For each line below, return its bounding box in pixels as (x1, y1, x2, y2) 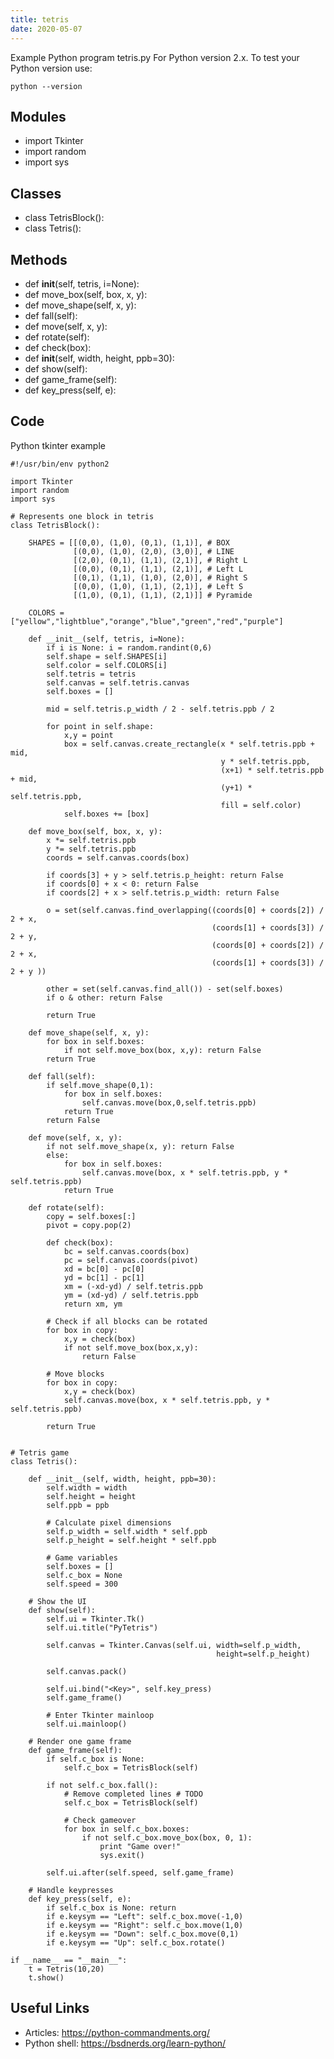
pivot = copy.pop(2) (46, 1220, 132, 1230)
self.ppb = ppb (46, 1500, 110, 1510)
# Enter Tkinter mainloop (46, 1710, 155, 1720)
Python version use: (10, 62, 93, 74)
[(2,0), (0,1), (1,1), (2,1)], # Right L (73, 555, 248, 565)
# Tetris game (10, 1447, 70, 1458)
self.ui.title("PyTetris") (46, 1622, 159, 1633)
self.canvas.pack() (46, 1666, 128, 1676)
